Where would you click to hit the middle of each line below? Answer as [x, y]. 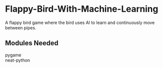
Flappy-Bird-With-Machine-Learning [82, 9]
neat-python [18, 60]
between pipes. [21, 27]
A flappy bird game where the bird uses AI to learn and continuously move [80, 23]
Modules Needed [32, 43]
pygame [13, 55]
